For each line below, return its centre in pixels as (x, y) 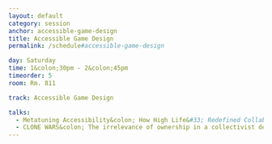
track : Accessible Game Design (61, 98)
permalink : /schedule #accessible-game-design (86, 46)
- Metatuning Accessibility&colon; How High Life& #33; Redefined (128, 120)
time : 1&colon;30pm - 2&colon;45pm (68, 68)
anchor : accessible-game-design (63, 31)
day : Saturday (32, 61)
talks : (19, 112)
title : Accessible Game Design (61, 38)
